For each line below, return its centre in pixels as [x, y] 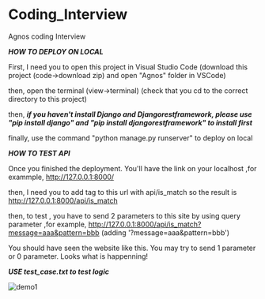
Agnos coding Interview [47, 36]
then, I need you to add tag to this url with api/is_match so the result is [123, 192]
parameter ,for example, [47, 224]
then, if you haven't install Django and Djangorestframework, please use [130, 114]
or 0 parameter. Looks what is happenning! [78, 256]
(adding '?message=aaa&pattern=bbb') [166, 232]
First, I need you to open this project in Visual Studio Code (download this [128, 67]
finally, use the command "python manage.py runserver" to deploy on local [131, 138]
